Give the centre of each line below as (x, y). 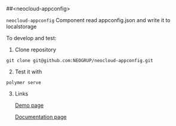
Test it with (28, 72)
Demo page (29, 105)
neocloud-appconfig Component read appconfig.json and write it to (89, 20)
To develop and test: (31, 38)
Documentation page (41, 117)
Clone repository (35, 50)
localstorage (21, 27)
